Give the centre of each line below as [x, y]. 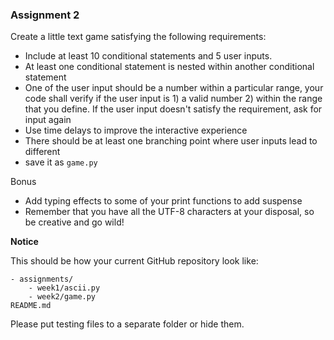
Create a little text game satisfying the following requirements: [138, 37]
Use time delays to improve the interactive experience [136, 130]
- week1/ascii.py [64, 288]
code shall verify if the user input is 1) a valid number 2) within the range [173, 99]
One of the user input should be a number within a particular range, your [174, 88]
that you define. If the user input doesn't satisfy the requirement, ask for [173, 109]
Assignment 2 [45, 15]
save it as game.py [61, 162]
